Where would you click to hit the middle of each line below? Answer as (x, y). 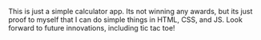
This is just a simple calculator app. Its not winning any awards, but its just (130, 11)
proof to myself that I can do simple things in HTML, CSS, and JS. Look (125, 20)
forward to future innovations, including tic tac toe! (92, 28)
